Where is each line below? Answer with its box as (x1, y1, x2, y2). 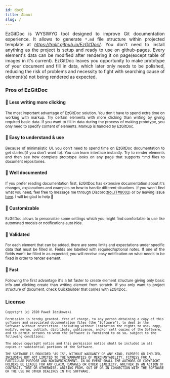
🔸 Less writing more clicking (5, 99, 66, 105)
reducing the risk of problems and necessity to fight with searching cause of (5, 68, 165, 75)
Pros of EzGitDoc (5, 87, 48, 94)
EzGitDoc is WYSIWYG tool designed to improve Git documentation (5, 31, 165, 37)
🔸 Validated (5, 231, 30, 237)
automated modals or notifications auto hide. (5, 221, 83, 226)
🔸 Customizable (5, 205, 39, 211)
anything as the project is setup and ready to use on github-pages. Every (5, 47, 165, 53)
